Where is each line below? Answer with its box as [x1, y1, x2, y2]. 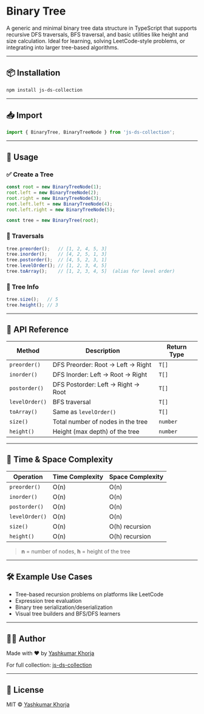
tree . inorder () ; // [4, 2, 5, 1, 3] [6, 251, 107, 258]
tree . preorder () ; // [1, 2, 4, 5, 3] [6, 245, 107, 252]
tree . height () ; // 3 [6, 302, 59, 308]
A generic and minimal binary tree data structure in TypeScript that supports [6, 24, 197, 32]
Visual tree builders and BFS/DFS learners [15, 610, 121, 617]
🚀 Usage [6, 152, 38, 162]
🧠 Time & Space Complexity [6, 455, 114, 465]
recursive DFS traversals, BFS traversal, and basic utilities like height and [6, 30, 189, 38]
